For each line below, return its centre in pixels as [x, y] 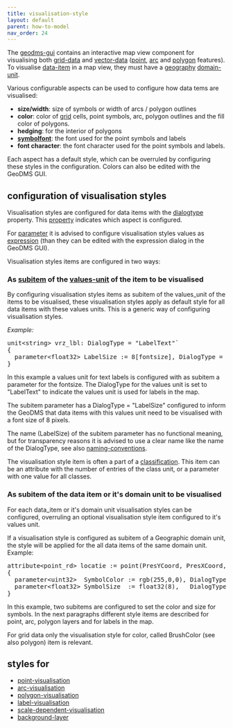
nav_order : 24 [28, 33]
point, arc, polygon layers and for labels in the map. [80, 621]
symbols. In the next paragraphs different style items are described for [108, 614]
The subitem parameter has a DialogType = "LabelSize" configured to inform [116, 406]
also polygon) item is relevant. [50, 642]
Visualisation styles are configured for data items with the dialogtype [105, 213]
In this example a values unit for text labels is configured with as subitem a [113, 377]
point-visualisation [44, 681]
